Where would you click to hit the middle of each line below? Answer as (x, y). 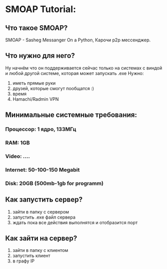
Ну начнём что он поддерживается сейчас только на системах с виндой (84, 68)
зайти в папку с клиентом (40, 250)
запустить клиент (31, 256)
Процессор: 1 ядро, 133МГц (41, 129)
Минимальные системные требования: (71, 115)
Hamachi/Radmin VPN (36, 99)
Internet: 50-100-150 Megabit (42, 170)
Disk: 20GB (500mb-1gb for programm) (54, 183)
